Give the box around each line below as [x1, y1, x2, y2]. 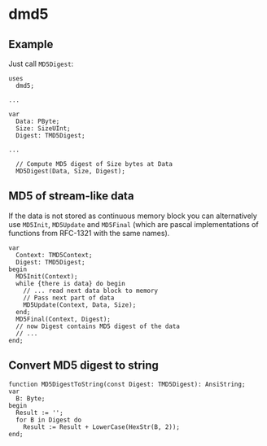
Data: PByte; [15, 117, 60, 125]
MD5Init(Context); [15, 272, 79, 281]
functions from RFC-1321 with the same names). [8, 228, 170, 238]
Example [8, 37, 54, 51]
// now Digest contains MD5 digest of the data [15, 322, 181, 330]
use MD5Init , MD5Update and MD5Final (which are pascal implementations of [8, 219, 259, 229]
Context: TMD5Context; [15, 251, 93, 259]
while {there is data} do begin [15, 279, 126, 287]
